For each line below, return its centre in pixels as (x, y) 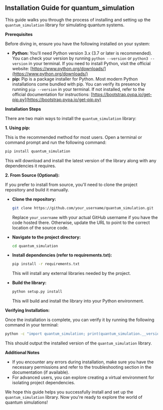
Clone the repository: (34, 199)
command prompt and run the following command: (56, 142)
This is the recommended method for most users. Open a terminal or (73, 137)
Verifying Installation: (27, 310)
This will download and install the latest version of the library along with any (81, 160)
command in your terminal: (32, 325)
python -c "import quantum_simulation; (45, 334)
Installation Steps (23, 109)
